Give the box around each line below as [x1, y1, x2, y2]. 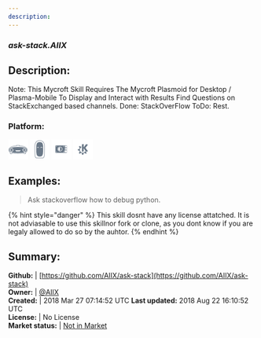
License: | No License [8, 313, 80, 322]
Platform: [8, 121, 45, 132]
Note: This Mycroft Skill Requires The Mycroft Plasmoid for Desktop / [8, 85, 232, 94]
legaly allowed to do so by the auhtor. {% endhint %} [8, 227, 179, 237]
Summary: [8, 250, 61, 263]
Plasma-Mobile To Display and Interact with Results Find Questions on [8, 93, 236, 102]
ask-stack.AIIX [8, 39, 68, 50]
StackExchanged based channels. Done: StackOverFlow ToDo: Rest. [8, 101, 230, 111]
